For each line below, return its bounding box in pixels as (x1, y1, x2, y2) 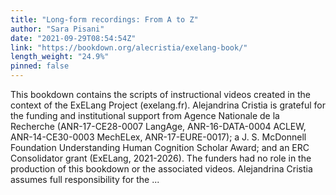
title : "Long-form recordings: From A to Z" (10, 14, 199, 25)
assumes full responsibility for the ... (10, 174, 160, 185)
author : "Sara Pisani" (10, 24, 105, 34)
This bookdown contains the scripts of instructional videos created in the (10, 89, 311, 100)
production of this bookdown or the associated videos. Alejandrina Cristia (10, 163, 313, 175)
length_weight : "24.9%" (10, 52, 110, 62)
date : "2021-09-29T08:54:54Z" (10, 33, 137, 43)
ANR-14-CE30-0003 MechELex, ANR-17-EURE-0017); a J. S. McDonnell (10, 131, 307, 143)
